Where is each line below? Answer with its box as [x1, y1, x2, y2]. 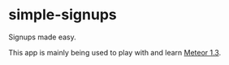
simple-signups [8, 6, 117, 24]
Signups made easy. [8, 32, 77, 42]
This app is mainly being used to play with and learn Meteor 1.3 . [8, 47, 222, 57]
